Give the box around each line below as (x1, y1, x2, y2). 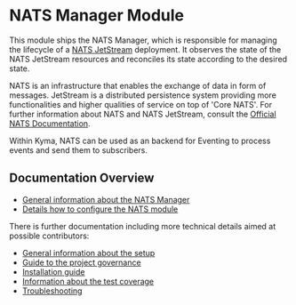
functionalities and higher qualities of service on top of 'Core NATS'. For (9, 99, 273, 109)
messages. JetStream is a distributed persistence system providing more (9, 90, 277, 100)
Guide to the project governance (21, 257, 141, 268)
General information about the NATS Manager (21, 194, 190, 205)
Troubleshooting (21, 285, 83, 296)
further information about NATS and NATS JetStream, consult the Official (9, 108, 277, 119)
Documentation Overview (9, 171, 155, 186)
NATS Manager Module (9, 5, 185, 26)
